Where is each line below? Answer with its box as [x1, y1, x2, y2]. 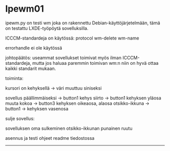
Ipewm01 [5, 3, 45, 15]
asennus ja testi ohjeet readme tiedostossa [5, 135, 95, 141]
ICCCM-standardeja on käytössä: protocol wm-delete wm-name [5, 35, 139, 41]
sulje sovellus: [5, 115, 35, 122]
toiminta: [5, 75, 24, 81]
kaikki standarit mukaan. [5, 65, 56, 71]
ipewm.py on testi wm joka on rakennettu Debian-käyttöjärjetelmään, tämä [5, 20, 160, 26]
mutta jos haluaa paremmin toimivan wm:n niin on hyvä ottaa [32, 60, 159, 66]
